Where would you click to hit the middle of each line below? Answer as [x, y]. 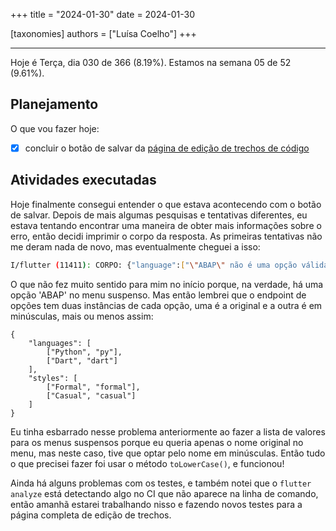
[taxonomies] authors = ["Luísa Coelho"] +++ [103, 33]
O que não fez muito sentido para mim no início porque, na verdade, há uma [167, 284]
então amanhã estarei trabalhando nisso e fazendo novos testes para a [156, 504]
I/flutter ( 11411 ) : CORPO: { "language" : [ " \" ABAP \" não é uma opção [154, 265]
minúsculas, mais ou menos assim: [82, 316]
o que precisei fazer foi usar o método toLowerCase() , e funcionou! [147, 463]
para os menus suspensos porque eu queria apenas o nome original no [157, 442]
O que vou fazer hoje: [55, 128]
